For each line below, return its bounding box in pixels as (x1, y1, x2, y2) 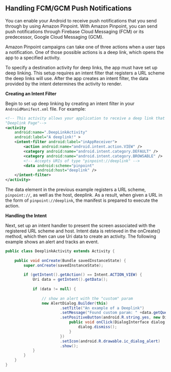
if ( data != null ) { (32, 286, 76, 292)
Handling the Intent (5, 212, 47, 219)
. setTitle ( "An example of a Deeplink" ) (60, 305, 145, 310)
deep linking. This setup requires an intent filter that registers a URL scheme (5, 70, 165, 76)
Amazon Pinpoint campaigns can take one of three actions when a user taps (5, 43, 165, 50)
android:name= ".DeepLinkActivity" (14, 130, 88, 135)
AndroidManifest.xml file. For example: (5, 105, 87, 112)
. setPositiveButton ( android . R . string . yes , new (60, 315, 160, 320)
